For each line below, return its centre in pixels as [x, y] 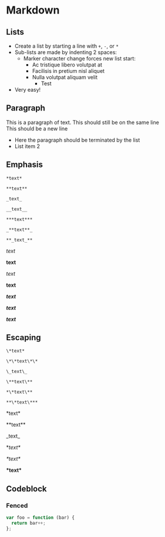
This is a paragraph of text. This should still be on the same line [83, 122]
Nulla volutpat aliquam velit [65, 77]
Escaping [23, 338]
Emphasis [24, 165]
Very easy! [28, 90]
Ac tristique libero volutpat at [67, 65]
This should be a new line [37, 128]
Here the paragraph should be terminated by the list [77, 140]
